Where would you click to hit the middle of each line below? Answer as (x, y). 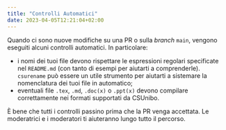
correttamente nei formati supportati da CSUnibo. (88, 97)
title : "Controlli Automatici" (53, 14)
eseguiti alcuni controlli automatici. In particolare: (78, 47)
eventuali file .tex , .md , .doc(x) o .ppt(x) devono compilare (103, 90)
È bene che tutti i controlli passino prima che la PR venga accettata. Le (108, 111)
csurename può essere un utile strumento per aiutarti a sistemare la (112, 75)
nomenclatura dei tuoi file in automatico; (75, 83)
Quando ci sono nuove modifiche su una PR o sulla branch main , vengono (112, 40)
